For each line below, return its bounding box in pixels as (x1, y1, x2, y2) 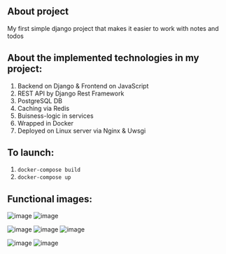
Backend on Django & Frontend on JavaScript (17, 81, 149, 90)
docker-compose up (17, 174, 71, 181)
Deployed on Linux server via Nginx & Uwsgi (17, 126, 146, 135)
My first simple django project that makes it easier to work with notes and (7, 24, 219, 32)
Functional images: (7, 193, 92, 205)
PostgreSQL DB (17, 96, 63, 105)
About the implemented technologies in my (7, 52, 199, 64)
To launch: (7, 147, 55, 159)
